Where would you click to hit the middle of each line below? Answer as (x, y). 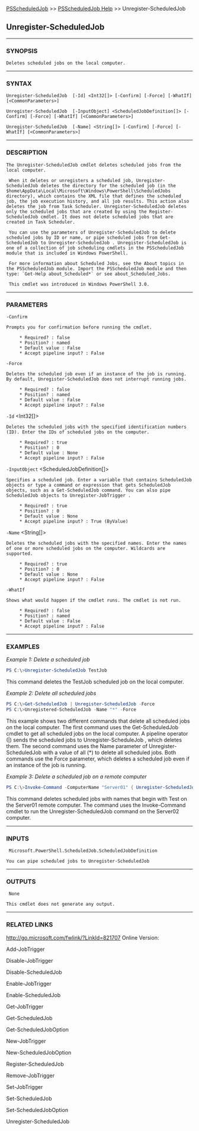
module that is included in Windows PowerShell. (67, 253)
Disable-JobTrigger (30, 960)
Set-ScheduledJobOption (37, 1110)
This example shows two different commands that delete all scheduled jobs (98, 721)
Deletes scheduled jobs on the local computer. (66, 63)
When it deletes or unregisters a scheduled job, (71, 180)
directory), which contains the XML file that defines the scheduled (94, 196)
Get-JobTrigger (25, 1007)
